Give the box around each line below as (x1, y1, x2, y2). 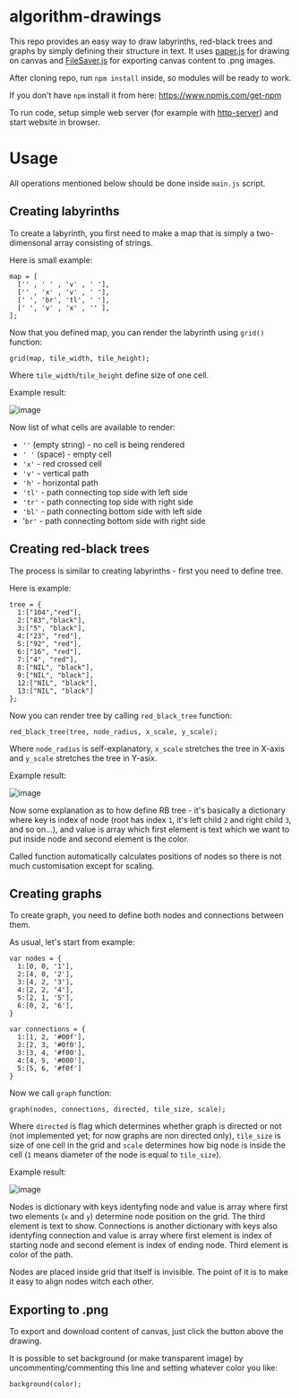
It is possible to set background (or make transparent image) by (9, 1353, 244, 1364)
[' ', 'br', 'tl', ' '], (17, 295, 110, 304)
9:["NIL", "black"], (17, 670, 94, 679)
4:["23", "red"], (17, 631, 82, 641)
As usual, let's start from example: (9, 937, 136, 948)
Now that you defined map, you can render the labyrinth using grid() (9, 327, 265, 337)
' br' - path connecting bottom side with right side (21, 515, 206, 526)
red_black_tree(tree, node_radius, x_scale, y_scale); (9, 727, 219, 737)
